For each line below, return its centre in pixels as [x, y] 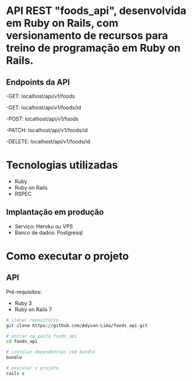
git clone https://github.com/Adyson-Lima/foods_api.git [77, 325]
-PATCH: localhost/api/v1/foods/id [47, 130]
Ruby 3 [23, 303]
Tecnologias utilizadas [62, 165]
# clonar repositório [32, 320]
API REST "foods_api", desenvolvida [96, 11]
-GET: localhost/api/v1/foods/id [44, 107]
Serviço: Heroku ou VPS [44, 226]
